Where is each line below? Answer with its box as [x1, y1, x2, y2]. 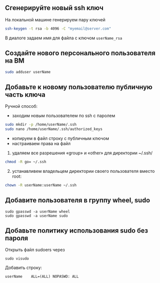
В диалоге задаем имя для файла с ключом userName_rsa [5, 35, 122, 41]
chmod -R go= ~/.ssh [5, 159, 47, 164]
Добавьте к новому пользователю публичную [5, 83, 153, 91]
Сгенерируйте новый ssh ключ [5, 4, 104, 12]
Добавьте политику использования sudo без [5, 226, 148, 234]
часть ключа [5, 90, 46, 99]
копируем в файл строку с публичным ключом [12, 135, 109, 141]
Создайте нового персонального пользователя [5, 49, 156, 57]
